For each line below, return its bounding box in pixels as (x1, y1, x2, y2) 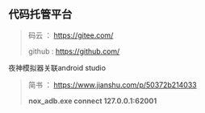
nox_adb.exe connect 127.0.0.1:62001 (27, 95, 157, 106)
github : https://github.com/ (27, 46, 120, 56)
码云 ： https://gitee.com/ (27, 30, 114, 40)
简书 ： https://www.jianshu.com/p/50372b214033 (27, 79, 198, 90)
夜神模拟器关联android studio (8, 63, 107, 72)
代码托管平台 (8, 7, 73, 22)
